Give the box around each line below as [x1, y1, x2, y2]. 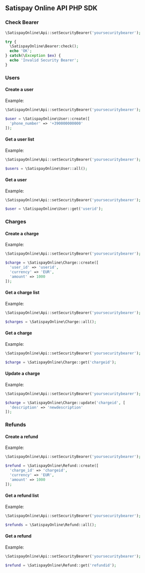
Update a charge [5, 371, 40, 377]
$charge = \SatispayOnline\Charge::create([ [5, 260, 99, 266]
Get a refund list [5, 493, 39, 499]
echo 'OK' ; [9, 48, 32, 54]
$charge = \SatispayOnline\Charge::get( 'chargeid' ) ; [5, 360, 117, 365]
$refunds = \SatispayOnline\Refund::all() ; [5, 522, 97, 527]
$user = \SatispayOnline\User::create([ [5, 116, 90, 121]
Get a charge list [5, 289, 40, 295]
